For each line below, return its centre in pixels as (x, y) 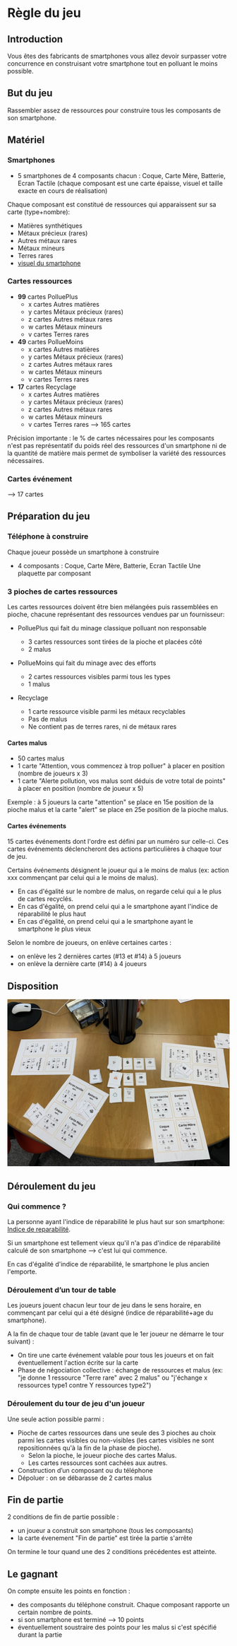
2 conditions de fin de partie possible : (63, 1517)
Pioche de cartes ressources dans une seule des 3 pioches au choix (117, 1433)
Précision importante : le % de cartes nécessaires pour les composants (111, 438)
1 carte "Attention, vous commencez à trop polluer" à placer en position (121, 766)
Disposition (33, 986)
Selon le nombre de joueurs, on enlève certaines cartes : (89, 943)
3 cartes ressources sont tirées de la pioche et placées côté (115, 642)
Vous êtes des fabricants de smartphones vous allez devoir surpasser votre (117, 56)
